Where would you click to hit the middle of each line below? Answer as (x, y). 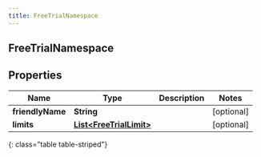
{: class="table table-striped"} (58, 144)
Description (182, 98)
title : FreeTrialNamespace (53, 16)
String (85, 111)
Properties (35, 76)
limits (23, 124)
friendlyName (39, 111)
